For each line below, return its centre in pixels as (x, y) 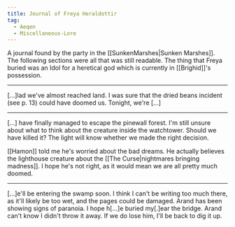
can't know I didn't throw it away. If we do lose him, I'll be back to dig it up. (115, 216)
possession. (24, 75)
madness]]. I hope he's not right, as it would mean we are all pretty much (113, 166)
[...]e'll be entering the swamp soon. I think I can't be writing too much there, (117, 193)
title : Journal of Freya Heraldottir (62, 14)
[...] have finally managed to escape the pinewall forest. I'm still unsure (109, 123)
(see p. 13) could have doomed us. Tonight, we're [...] (84, 103)
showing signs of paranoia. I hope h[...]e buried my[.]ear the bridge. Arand (115, 208)
